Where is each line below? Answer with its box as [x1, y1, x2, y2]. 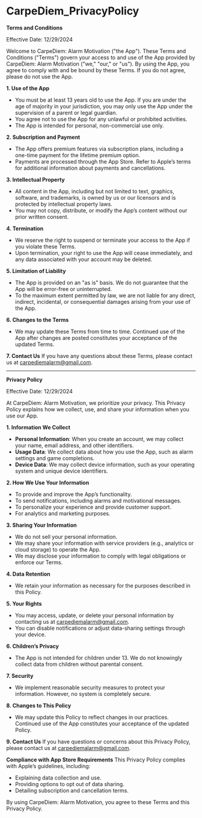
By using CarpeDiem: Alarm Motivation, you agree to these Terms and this [6, 798, 190, 805]
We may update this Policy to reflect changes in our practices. [14, 713, 170, 721]
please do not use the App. [6, 73, 73, 80]
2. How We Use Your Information [6, 479, 90, 486]
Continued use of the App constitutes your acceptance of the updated [14, 720, 189, 727]
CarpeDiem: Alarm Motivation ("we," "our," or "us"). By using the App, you [6, 60, 190, 67]
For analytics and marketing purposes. [14, 509, 111, 517]
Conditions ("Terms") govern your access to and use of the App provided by [6, 54, 195, 61]
